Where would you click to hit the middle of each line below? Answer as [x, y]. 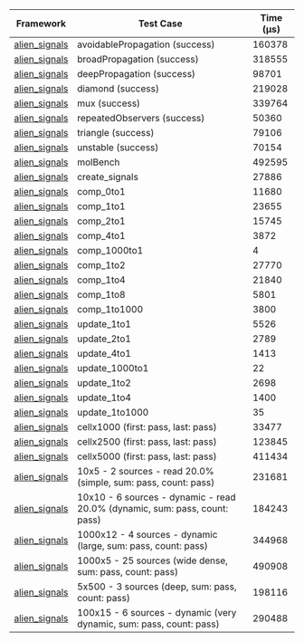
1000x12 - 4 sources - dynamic [147, 535]
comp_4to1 [101, 236]
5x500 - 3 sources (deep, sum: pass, [157, 586]
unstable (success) [118, 147]
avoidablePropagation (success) [146, 44]
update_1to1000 [113, 412]
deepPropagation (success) [136, 74]
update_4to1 [104, 354]
